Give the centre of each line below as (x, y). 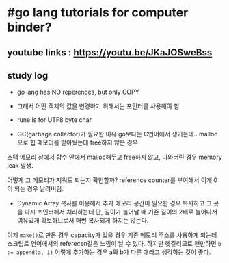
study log (28, 76)
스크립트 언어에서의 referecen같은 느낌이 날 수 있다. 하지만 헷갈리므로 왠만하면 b (114, 244)
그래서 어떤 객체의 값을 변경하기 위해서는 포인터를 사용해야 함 (98, 106)
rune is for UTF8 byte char (54, 120)
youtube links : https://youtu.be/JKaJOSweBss (110, 52)
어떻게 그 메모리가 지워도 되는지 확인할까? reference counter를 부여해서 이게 (110, 180)
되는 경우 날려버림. (39, 189)
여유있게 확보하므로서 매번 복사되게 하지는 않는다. (83, 221)
